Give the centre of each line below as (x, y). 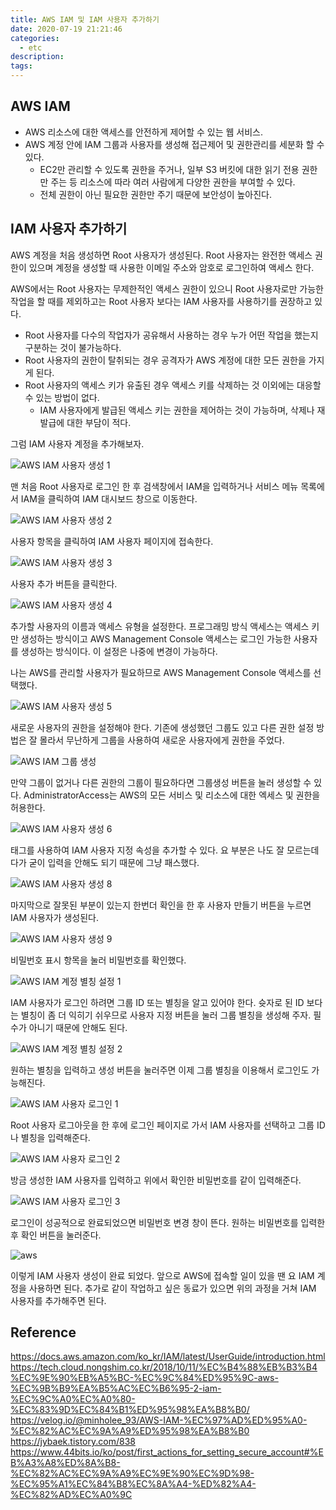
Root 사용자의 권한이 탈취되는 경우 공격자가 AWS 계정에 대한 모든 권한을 (165, 360)
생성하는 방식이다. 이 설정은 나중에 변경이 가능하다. (119, 651)
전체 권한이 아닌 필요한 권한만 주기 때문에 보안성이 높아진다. (156, 194)
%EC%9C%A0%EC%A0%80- (73, 1399)
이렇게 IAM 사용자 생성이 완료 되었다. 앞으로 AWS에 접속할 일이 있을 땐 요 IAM (162, 1275)
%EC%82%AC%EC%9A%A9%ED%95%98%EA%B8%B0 (130, 1431)
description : (37, 57)
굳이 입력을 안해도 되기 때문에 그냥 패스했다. (114, 862)
